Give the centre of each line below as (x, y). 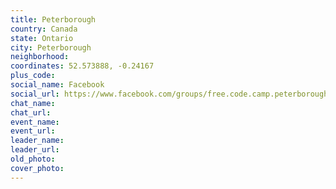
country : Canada (44, 29)
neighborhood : (40, 57)
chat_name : (33, 103)
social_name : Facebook (57, 85)
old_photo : (33, 159)
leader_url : (35, 150)
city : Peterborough (51, 47)
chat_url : (31, 112)
